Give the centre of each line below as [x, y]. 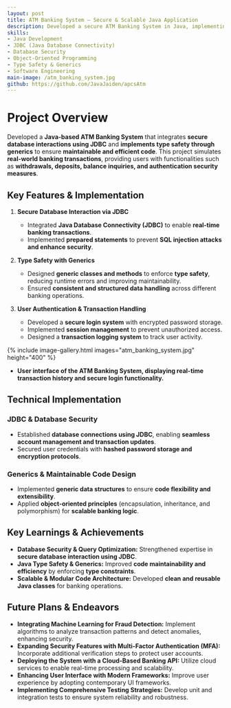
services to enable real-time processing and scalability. [95, 667]
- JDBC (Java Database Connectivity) [61, 45]
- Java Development [35, 39]
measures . [23, 173]
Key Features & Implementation [76, 195]
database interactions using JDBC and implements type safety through [111, 144]
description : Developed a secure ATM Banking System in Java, [98, 26]
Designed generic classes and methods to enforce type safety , [119, 273]
